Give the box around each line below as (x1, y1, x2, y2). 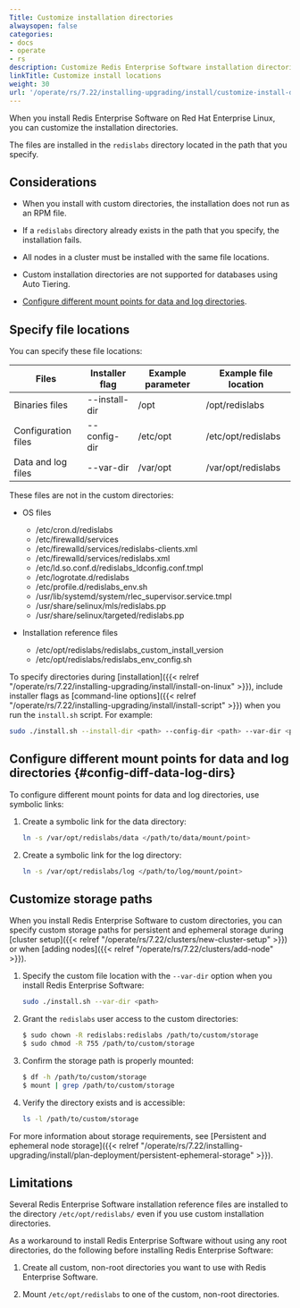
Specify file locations (9, 322, 130, 337)
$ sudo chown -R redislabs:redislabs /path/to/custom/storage (21, 1031, 259, 1040)
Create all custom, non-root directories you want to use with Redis (21, 1262, 266, 1273)
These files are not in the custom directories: (9, 490, 174, 501)
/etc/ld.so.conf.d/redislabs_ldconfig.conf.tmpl (35, 562, 204, 573)
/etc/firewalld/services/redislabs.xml (35, 553, 171, 564)
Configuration (13, 425, 71, 437)
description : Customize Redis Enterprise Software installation (9, 63, 254, 72)
